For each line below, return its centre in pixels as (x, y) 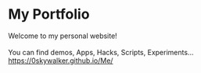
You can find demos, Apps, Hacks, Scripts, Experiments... (101, 52)
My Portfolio (49, 14)
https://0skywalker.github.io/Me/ (61, 61)
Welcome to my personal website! (63, 36)
